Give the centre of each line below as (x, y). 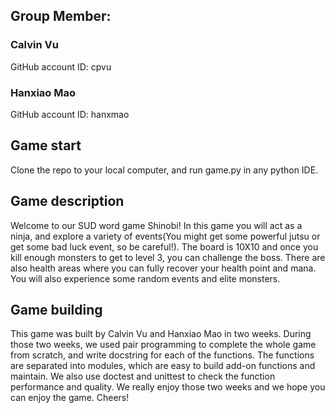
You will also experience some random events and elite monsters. (145, 278)
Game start (46, 145)
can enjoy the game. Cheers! (70, 398)
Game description (67, 201)
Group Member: (61, 16)
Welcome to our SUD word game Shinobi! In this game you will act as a (156, 225)
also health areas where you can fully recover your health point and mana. (163, 268)
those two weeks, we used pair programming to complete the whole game (163, 345)
